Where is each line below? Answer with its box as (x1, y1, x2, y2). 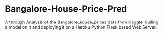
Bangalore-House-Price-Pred (5, 3, 127, 14)
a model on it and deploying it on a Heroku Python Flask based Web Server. (5, 24, 157, 30)
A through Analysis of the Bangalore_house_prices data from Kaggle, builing (5, 19, 159, 25)
